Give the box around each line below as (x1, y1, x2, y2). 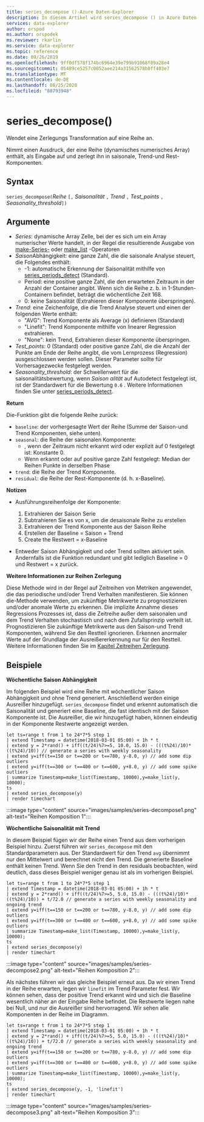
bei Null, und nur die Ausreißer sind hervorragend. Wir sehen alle (6, 1004, 169, 1012)
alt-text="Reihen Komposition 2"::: (54, 967, 140, 974)
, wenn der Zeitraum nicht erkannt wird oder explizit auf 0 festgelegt (24, 442, 195, 450)
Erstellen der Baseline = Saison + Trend (24, 529, 123, 537)
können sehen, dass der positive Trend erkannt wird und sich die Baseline (6, 991, 191, 999)
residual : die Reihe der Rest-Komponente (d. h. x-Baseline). (15, 475, 166, 482)
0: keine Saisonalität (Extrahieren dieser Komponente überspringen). (24, 297, 196, 305)
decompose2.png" (6, 967, 53, 974)
